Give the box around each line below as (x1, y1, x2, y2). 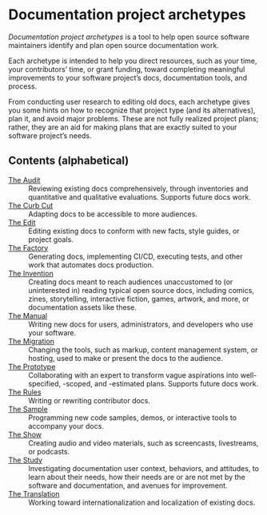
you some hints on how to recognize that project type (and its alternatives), (8, 105, 256, 115)
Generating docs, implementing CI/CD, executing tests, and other (28, 252, 243, 261)
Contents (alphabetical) (8, 154, 130, 168)
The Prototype (8, 362, 56, 371)
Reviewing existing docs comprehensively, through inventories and (28, 184, 249, 193)
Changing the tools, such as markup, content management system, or (28, 345, 258, 355)
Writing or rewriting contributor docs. (28, 395, 150, 405)
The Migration (8, 336, 54, 346)
